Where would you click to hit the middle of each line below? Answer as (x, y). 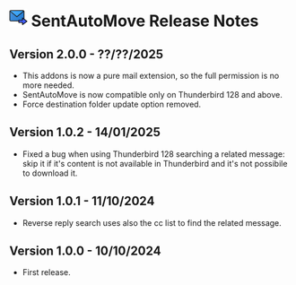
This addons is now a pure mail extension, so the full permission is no (151, 76)
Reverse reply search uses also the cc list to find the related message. (152, 222)
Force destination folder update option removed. (112, 104)
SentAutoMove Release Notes (145, 21)
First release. (46, 272)
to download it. (50, 173)
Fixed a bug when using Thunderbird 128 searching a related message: (153, 154)
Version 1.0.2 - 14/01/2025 (85, 132)
